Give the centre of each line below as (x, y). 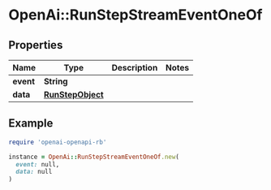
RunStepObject (73, 95)
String (56, 81)
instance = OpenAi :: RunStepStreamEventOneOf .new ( (94, 157)
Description (135, 68)
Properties (36, 45)
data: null (34, 172)
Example (31, 123)
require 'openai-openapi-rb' (58, 142)
